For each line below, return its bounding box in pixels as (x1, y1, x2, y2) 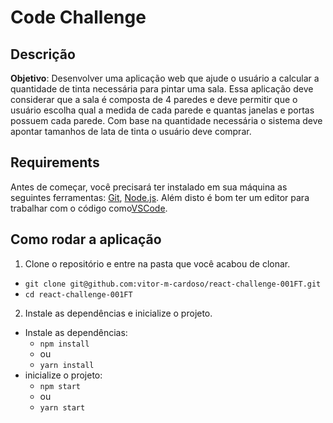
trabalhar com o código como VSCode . (10, 202, 168, 214)
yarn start (39, 402, 86, 413)
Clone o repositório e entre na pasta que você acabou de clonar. (24, 257, 291, 270)
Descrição (10, 46, 76, 63)
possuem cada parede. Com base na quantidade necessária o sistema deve (10, 115, 323, 126)
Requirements (10, 154, 100, 171)
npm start (39, 381, 82, 391)
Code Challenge (10, 6, 147, 29)
